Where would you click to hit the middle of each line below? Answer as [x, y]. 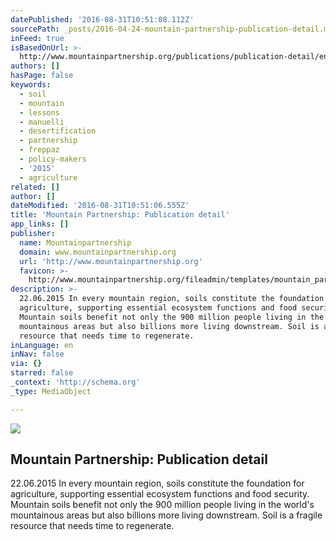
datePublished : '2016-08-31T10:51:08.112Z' [102, 19]
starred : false [42, 373]
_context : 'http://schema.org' [75, 382]
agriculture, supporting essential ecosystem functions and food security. [160, 494]
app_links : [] [40, 224]
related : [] [35, 187]
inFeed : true [37, 38]
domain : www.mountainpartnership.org [98, 252]
